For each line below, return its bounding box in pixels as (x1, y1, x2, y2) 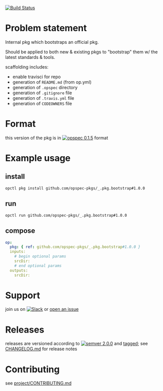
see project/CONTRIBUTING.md (5, 380, 72, 386)
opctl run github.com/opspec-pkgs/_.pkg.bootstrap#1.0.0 (5, 213, 127, 218)
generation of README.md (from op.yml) (12, 79, 92, 85)
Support (5, 290, 40, 301)
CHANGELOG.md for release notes (5, 346, 77, 352)
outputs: (10, 268, 28, 273)
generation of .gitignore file (12, 90, 72, 96)
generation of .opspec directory (12, 84, 78, 90)
